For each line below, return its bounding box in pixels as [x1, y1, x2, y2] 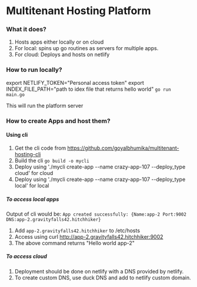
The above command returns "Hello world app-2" [14, 239, 135, 246]
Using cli [6, 131, 28, 138]
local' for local [14, 182, 49, 189]
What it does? [6, 25, 47, 34]
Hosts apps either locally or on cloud [14, 38, 104, 45]
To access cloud [6, 253, 47, 260]
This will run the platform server [6, 102, 84, 109]
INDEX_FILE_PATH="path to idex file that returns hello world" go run [6, 85, 172, 93]
